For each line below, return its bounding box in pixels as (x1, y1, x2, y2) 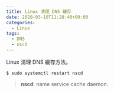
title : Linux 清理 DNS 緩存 (6, 8, 72, 15)
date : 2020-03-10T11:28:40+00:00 (6, 14, 89, 20)
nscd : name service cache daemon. (20, 80, 109, 87)
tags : (6, 31, 19, 37)
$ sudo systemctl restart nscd (6, 70, 83, 76)
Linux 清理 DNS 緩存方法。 (6, 58, 71, 65)
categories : (6, 19, 35, 25)
